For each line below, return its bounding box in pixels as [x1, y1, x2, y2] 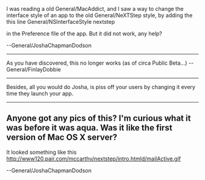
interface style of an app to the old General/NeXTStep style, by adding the [6, 12, 193, 19]
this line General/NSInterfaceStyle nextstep [6, 18, 115, 25]
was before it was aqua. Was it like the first [6, 123, 173, 133]
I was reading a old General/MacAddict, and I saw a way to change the [6, 5, 184, 12]
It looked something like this [6, 148, 77, 156]
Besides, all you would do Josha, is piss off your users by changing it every [6, 84, 196, 90]
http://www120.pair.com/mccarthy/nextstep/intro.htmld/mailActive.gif [6, 155, 181, 162]
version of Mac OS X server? [6, 132, 118, 143]
